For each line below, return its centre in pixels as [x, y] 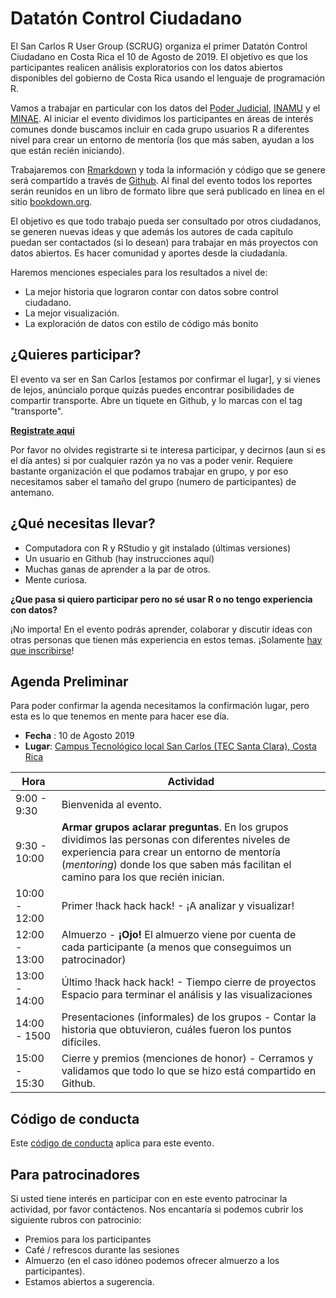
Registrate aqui [42, 430]
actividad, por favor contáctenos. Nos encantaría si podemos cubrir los [157, 1209]
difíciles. [81, 1042]
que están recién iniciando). [67, 150]
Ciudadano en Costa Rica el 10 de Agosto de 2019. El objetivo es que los [159, 56]
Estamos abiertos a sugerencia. [89, 1281]
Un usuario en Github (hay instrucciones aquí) [119, 558]
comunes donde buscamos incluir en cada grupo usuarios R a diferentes [160, 129]
